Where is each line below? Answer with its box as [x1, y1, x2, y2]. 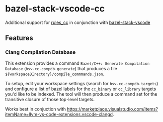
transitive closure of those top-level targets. [5, 96, 95, 102]
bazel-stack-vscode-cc [5, 3, 105, 14]
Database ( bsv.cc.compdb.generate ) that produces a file [5, 65, 118, 71]
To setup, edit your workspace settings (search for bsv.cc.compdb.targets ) [5, 80, 159, 86]
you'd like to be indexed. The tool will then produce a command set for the [5, 91, 158, 97]
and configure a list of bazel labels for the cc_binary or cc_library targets [5, 86, 157, 92]
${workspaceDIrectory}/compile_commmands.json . [5, 71, 105, 77]
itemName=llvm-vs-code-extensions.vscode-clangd [5, 111, 113, 117]
